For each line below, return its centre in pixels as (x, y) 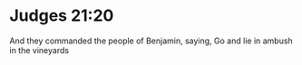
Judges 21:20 (62, 16)
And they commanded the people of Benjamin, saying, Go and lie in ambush (151, 41)
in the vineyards (39, 50)
